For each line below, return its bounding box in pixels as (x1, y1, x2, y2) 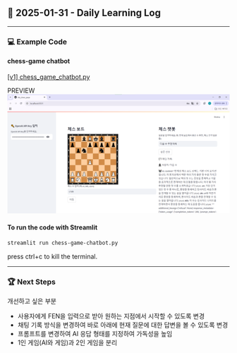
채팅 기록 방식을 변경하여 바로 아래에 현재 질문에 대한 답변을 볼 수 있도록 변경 (17, 321, 229, 329)
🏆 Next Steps (7, 277, 56, 287)
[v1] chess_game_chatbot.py (7, 72, 90, 81)
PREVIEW (7, 86, 35, 95)
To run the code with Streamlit (7, 223, 98, 232)
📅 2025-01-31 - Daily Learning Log (7, 7, 161, 19)
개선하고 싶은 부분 (7, 297, 56, 305)
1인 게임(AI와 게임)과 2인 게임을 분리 (17, 338, 118, 347)
